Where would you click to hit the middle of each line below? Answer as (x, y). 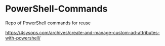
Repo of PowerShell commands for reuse (48, 23)
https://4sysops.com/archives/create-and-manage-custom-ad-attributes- (83, 32)
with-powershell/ (23, 38)
